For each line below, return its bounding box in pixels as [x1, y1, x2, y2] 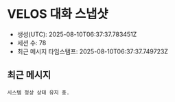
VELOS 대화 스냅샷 [7, 6, 108, 22]
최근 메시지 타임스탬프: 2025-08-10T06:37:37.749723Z [16, 47, 168, 55]
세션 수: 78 [16, 38, 47, 47]
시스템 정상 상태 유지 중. [7, 89, 70, 96]
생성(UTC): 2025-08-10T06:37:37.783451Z [16, 30, 137, 38]
